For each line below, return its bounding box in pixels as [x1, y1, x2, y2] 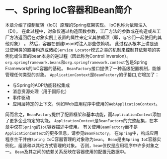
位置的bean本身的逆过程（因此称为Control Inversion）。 [18, 53, 131, 59]
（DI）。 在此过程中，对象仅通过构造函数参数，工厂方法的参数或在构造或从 [5, 28, 157, 34]
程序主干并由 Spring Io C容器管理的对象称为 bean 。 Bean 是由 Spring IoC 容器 [5, 136, 157, 142]
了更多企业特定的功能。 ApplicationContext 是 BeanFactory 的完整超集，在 [5, 117, 154, 123]
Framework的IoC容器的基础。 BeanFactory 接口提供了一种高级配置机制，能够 [5, 65, 161, 71]
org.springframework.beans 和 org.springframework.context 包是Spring [5, 59, 148, 65]
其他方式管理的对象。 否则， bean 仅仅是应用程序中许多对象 [35, 142, 155, 148]
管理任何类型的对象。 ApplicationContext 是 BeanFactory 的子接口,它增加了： [5, 72, 160, 78]
